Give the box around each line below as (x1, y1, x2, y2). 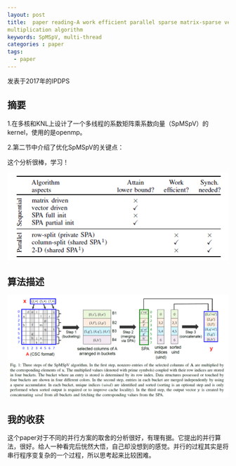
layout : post (7, 11, 46, 18)
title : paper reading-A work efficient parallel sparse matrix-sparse (7, 18, 221, 26)
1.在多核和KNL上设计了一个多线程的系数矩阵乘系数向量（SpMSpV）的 (7, 119, 209, 128)
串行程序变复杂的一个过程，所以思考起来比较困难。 (7, 451, 155, 460)
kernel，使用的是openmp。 (7, 128, 86, 136)
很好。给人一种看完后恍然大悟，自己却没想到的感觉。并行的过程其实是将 (19, 442, 229, 451)
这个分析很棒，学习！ (7, 158, 69, 166)
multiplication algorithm (7, 26, 83, 33)
